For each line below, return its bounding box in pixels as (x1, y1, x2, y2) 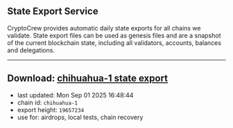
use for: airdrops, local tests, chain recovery (17, 113, 144, 121)
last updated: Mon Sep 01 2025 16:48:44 (17, 91, 134, 99)
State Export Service (7, 6, 98, 17)
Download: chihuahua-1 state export (7, 73, 169, 84)
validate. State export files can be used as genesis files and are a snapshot (7, 31, 221, 39)
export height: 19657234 (17, 105, 85, 113)
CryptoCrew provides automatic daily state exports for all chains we (7, 24, 201, 32)
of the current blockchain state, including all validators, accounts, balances (7, 38, 222, 47)
